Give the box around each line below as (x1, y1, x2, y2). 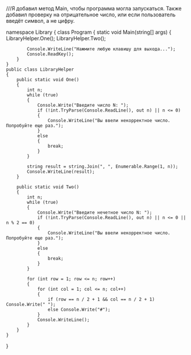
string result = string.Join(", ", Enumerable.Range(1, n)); (27, 163, 179, 169)
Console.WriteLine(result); (27, 169, 95, 175)
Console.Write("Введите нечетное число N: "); (37, 210, 153, 215)
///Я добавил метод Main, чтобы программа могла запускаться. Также (6, 5, 182, 12)
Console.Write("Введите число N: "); (37, 102, 129, 108)
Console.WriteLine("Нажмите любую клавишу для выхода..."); (27, 46, 176, 52)
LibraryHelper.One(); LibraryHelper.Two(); (6, 35, 106, 41)
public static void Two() (16, 184, 80, 190)
